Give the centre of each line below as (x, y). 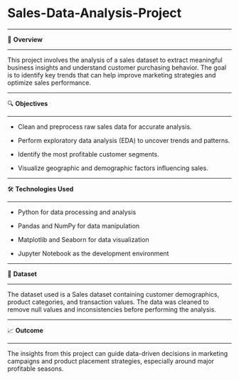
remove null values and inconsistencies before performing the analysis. (112, 309)
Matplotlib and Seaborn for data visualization (83, 239)
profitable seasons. (36, 369)
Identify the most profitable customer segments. (89, 154)
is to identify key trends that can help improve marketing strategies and (112, 75)
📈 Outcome (26, 330)
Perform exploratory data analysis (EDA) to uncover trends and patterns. (124, 140)
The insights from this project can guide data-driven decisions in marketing (118, 353)
